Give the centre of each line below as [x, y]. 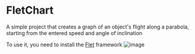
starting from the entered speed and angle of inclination [74, 33]
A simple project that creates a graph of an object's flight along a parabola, [98, 27]
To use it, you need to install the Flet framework [64, 45]
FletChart [30, 10]
